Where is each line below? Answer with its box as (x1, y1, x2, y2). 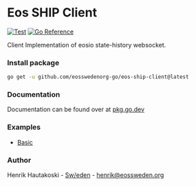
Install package (7, 58, 60, 67)
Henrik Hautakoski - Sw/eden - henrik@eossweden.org (7, 171, 164, 179)
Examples (7, 122, 41, 132)
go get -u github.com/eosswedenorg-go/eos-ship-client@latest (7, 73, 189, 80)
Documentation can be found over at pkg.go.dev (7, 105, 145, 114)
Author (7, 155, 32, 165)
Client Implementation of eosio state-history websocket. (7, 40, 166, 49)
